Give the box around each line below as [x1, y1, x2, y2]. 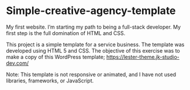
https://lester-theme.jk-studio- [106, 53, 180, 60]
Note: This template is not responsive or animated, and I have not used [6, 71, 177, 78]
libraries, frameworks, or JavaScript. [6, 77, 94, 84]
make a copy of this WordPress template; [6, 53, 105, 60]
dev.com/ [6, 60, 29, 67]
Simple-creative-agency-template [6, 4, 177, 18]
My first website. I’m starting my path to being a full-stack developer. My [6, 23, 181, 30]
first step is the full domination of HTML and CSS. [6, 29, 126, 36]
